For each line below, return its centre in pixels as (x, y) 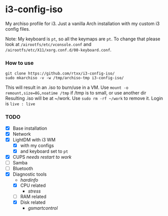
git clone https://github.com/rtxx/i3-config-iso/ (60, 74)
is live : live (20, 104)
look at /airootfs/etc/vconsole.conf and (48, 44)
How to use (20, 63)
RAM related (33, 197)
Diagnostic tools (30, 174)
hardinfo (29, 180)
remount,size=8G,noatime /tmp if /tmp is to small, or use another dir (76, 93)
